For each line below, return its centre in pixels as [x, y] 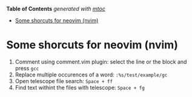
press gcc [27, 68]
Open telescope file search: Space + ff [64, 81]
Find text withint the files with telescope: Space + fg [80, 87]
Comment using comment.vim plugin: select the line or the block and [101, 62]
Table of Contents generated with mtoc [56, 9]
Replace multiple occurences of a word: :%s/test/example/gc [91, 75]
